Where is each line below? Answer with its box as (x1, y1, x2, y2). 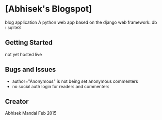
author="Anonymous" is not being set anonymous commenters (12, 78, 138, 84)
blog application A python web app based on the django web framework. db (5, 19, 157, 25)
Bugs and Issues (5, 65, 56, 74)
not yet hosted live (5, 51, 42, 57)
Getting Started (5, 39, 53, 47)
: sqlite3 (5, 24, 21, 30)
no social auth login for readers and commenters (12, 83, 110, 89)
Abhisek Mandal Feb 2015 (5, 110, 57, 116)
